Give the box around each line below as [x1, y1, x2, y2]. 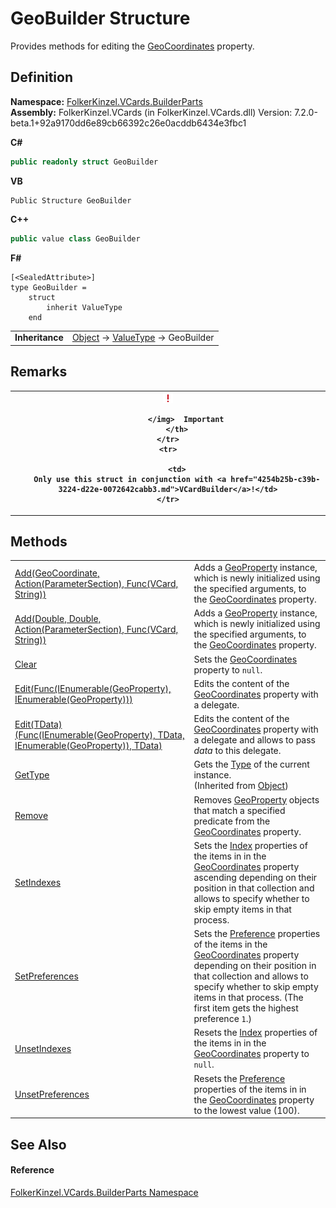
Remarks [10, 363, 68, 381]
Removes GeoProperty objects [193, 793, 320, 806]
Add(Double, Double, [14, 612, 102, 624]
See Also [10, 1136, 67, 1153]
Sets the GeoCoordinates [193, 653, 298, 665]
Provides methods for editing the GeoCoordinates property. [10, 40, 255, 52]
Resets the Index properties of [193, 1027, 318, 1039]
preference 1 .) [193, 1013, 252, 1025]
